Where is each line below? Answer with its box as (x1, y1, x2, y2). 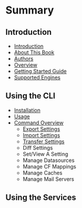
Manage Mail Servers (22, 175, 74, 183)
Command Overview (13, 119, 64, 126)
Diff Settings (22, 144, 53, 151)
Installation (13, 107, 41, 114)
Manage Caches (22, 169, 63, 176)
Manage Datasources (22, 157, 75, 164)
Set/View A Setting (22, 150, 69, 157)
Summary (5, 4, 54, 17)
